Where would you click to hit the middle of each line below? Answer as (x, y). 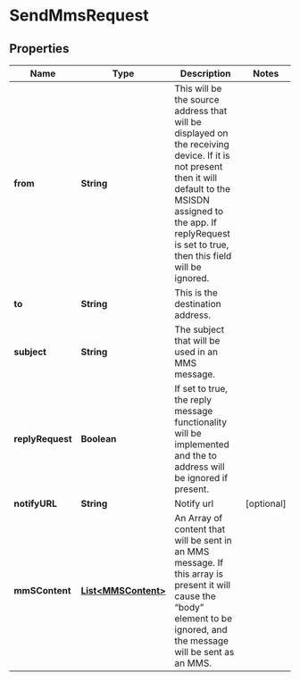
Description (205, 74)
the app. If (196, 222)
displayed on (201, 133)
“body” (189, 607)
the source (197, 100)
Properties (39, 49)
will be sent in (203, 540)
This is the (196, 293)
